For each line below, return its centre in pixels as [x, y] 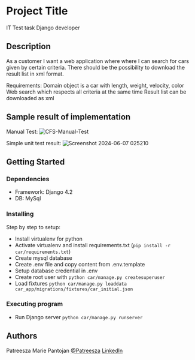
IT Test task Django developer [43, 28]
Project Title [37, 11]
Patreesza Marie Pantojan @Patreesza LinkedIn [65, 350]
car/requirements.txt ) [43, 251]
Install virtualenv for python [48, 239]
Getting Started [36, 162]
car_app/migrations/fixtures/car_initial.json [74, 289]
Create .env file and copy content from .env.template [80, 264]
